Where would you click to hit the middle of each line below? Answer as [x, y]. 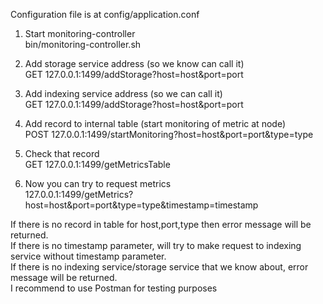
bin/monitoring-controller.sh [83, 44]
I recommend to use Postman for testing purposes [114, 288]
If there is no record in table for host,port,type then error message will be [161, 224]
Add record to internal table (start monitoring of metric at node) [155, 123]
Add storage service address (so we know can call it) [134, 63]
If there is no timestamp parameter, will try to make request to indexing [156, 245]
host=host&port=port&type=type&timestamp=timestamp [141, 205]
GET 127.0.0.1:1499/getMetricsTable [97, 164]
